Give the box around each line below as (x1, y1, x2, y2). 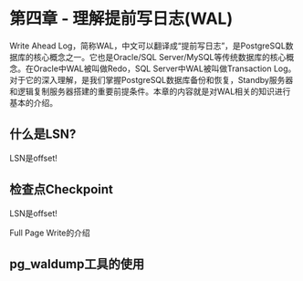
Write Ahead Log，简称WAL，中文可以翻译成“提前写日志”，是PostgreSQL (9, 40, 286, 51)
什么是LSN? (9, 127, 77, 142)
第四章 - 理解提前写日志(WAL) (9, 8, 234, 29)
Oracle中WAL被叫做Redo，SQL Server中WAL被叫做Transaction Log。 (33, 63, 297, 74)
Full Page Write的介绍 (9, 227, 90, 238)
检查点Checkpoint (9, 182, 114, 197)
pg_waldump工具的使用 (9, 256, 144, 272)
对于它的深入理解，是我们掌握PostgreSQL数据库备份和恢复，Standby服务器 (9, 74, 294, 85)
